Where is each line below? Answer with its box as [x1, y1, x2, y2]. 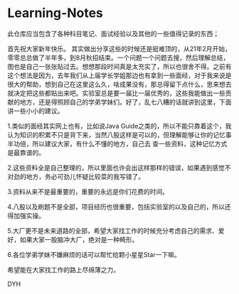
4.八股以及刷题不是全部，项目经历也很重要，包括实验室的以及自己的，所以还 [7, 202, 231, 211]
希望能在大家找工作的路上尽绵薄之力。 [7, 265, 119, 274]
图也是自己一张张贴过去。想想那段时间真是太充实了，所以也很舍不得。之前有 [7, 62, 232, 70]
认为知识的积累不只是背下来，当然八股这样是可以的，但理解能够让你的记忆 [7, 130, 225, 139]
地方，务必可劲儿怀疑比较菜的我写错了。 [26, 172, 144, 180]
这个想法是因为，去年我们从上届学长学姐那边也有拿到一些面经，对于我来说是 [7, 71, 232, 80]
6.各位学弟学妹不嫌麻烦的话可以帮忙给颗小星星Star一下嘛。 [7, 250, 181, 258]
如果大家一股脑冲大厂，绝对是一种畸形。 [19, 235, 139, 244]
